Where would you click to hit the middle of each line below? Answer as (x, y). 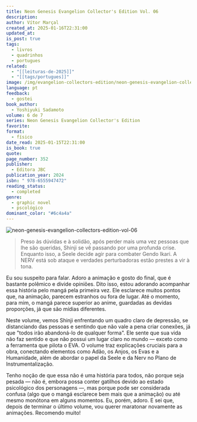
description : (22, 17)
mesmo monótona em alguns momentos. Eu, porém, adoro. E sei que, (90, 400)
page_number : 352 (27, 159)
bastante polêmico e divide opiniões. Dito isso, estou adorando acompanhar (98, 284)
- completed (26, 191)
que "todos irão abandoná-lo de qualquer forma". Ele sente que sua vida (94, 333)
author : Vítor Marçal (33, 22)
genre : (14, 197)
